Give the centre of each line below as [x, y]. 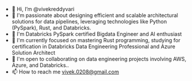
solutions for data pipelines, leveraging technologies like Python [89, 21]
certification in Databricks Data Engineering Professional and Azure [93, 46]
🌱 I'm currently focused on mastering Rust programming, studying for [96, 40]
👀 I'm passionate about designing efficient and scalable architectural [95, 15]
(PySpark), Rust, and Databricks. [51, 28]
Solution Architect [33, 53]
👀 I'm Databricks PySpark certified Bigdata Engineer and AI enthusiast [97, 34]
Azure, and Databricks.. [40, 65]
